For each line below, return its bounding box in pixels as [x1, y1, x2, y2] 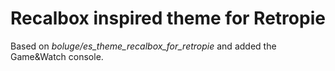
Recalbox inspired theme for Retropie [10, 7, 326, 30]
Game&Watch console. [10, 50, 104, 62]
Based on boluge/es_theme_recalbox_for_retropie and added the [10, 40, 277, 52]
